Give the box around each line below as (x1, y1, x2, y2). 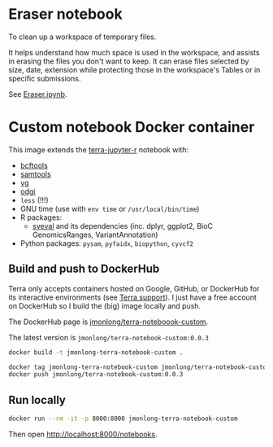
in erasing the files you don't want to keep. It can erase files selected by (8, 56, 249, 66)
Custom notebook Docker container (8, 118, 255, 137)
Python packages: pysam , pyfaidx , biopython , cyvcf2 (19, 238, 193, 248)
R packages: (19, 213, 63, 222)
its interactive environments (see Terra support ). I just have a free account (8, 292, 258, 302)
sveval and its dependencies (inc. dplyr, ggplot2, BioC (32, 221, 214, 230)
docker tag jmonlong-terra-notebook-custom (8, 363, 158, 371)
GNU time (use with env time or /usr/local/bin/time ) (19, 204, 200, 213)
